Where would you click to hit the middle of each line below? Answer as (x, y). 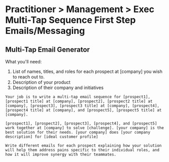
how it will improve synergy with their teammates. (61, 154)
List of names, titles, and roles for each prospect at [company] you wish (88, 71)
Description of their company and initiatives (58, 88)
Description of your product (41, 82)
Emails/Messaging (45, 31)
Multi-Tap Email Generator (48, 49)
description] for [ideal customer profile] (52, 137)
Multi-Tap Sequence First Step (71, 20)
